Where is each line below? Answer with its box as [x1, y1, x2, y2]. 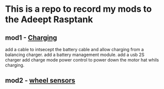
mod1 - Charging [5, 33, 58, 42]
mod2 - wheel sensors [5, 76, 75, 85]
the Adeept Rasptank [5, 14, 94, 25]
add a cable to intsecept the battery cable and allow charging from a [5, 47, 144, 52]
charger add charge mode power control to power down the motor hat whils [5, 57, 159, 62]
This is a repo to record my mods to [5, 3, 152, 15]
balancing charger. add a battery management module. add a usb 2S [5, 52, 145, 58]
